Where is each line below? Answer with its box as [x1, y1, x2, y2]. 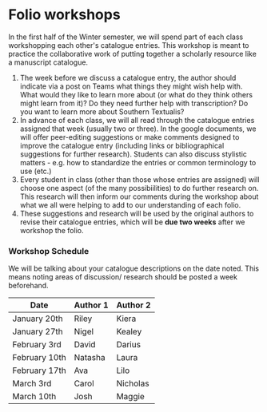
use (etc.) [19, 166, 52, 176]
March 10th [12, 391, 57, 402]
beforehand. [8, 281, 50, 291]
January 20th [12, 313, 64, 324]
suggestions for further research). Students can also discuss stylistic [19, 149, 248, 159]
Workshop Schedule [8, 245, 90, 256]
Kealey [116, 326, 142, 337]
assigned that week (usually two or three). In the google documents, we [19, 124, 257, 133]
